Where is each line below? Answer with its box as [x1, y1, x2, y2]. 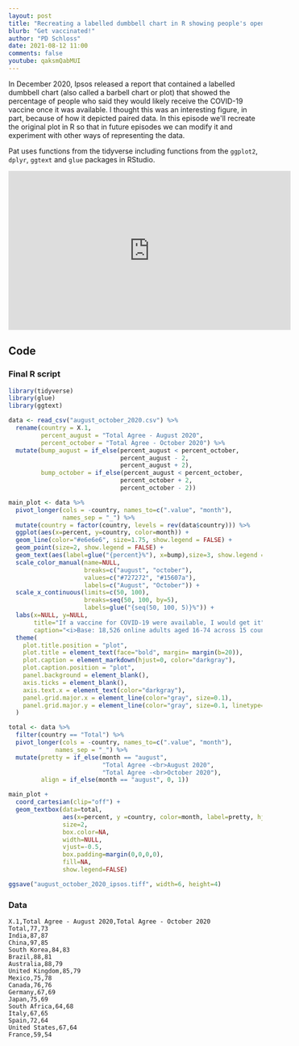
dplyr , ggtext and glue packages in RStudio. [8, 154, 156, 164]
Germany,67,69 [8, 989, 56, 997]
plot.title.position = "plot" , [23, 641, 128, 649]
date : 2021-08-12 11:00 [8, 42, 89, 50]
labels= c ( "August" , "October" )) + [84, 581, 200, 590]
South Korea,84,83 [8, 946, 70, 954]
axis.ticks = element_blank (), [23, 678, 128, 687]
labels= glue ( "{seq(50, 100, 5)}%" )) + [84, 603, 215, 612]
